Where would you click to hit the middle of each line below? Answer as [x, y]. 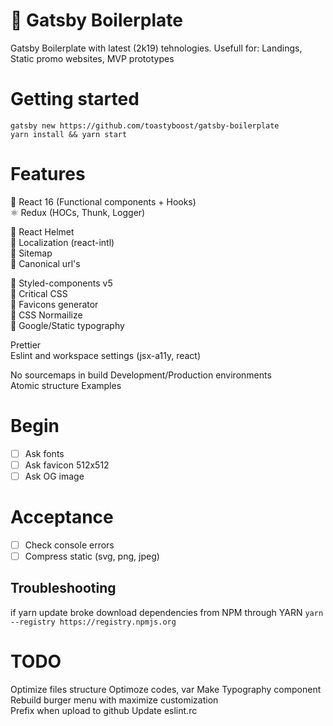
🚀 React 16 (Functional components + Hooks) [103, 201]
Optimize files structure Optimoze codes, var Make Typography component [166, 689]
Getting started [75, 99]
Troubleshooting [63, 588]
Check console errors [69, 545]
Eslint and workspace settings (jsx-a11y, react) [106, 355]
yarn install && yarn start [69, 134]
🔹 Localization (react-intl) [62, 242]
